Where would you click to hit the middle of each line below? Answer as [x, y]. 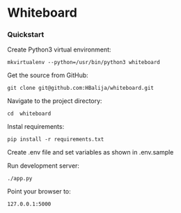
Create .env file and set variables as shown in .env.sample [90, 152]
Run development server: [44, 166]
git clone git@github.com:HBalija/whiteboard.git [81, 88]
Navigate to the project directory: [55, 101]
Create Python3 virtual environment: [59, 49]
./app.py [20, 179]
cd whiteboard [29, 114]
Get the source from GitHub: [48, 75]
